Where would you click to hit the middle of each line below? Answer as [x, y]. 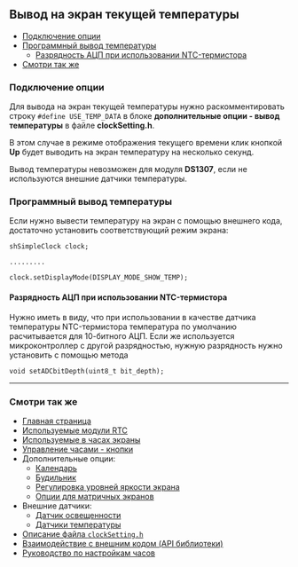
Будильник [56, 477]
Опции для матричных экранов [94, 496]
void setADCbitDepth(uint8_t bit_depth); [87, 371]
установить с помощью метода [69, 355]
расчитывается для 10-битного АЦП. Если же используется [122, 335]
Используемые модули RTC [75, 430]
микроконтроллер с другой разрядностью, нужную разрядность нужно [146, 345]
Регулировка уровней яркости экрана [107, 486]
